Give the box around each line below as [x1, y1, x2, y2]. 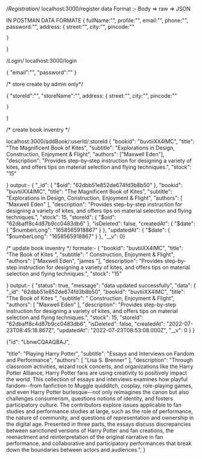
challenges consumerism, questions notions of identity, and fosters [6, 395, 174, 402]
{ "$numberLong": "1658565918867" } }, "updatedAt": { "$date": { [6, 226, 171, 233]
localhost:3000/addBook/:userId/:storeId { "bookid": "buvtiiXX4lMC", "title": [6, 138, 195, 145]
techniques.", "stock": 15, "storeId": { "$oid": [6, 214, 116, 221]
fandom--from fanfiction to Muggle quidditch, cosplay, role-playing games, [6, 382, 193, 389]
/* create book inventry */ [6, 126, 71, 133]
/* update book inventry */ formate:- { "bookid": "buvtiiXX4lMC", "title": [6, 244, 183, 252]
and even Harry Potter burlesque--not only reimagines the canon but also [6, 388, 189, 396]
